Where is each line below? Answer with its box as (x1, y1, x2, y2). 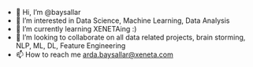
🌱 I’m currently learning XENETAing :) (15, 24, 137, 33)
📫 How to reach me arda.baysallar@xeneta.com (15, 50, 173, 59)
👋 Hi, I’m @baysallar (15, 8, 81, 17)
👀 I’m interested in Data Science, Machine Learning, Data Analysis (15, 16, 230, 25)
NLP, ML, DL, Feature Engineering (15, 41, 126, 50)
